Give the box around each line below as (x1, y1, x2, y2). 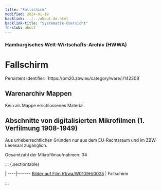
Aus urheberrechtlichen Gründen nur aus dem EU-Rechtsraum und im (5, 137, 145, 143)
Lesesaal (5, 142, 23, 148)
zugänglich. (24, 142, 48, 148)
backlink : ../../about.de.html (5, 16, 69, 21)
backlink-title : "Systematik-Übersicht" (5, 20, 89, 26)
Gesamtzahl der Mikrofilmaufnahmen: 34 (5, 152, 88, 157)
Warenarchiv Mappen (5, 90, 72, 98)
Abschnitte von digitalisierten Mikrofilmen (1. (5, 116, 144, 125)
